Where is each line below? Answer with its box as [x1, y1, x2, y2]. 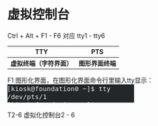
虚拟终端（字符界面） [10, 58, 73, 68]
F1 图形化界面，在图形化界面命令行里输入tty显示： [7, 76, 154, 85]
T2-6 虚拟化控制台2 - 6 [7, 111, 76, 120]
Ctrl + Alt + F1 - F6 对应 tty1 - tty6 [7, 31, 106, 40]
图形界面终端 [79, 58, 116, 68]
